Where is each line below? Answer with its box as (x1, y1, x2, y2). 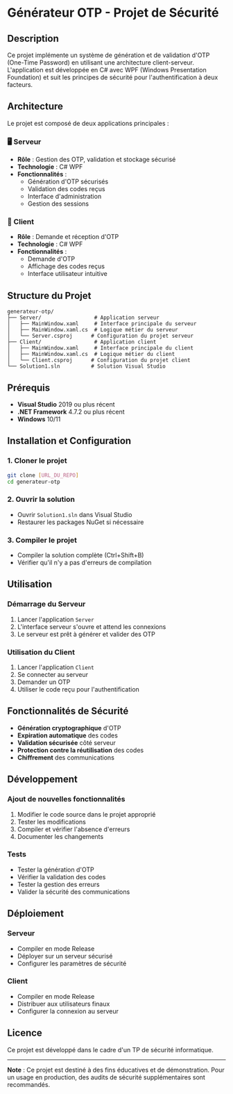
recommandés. (7, 1080, 51, 1088)
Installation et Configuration (7, 435, 132, 447)
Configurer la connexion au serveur (17, 1006, 119, 1015)
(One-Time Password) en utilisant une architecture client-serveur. (7, 58, 194, 67)
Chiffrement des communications (17, 753, 114, 762)
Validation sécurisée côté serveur (17, 738, 116, 746)
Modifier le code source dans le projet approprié (17, 810, 156, 818)
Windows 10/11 (17, 415, 61, 423)
